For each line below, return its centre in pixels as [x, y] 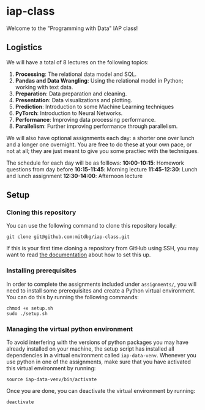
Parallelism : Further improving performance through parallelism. [96, 126]
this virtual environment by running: [51, 368]
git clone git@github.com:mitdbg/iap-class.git [68, 237]
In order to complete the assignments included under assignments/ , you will [102, 284]
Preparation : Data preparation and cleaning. [71, 94]
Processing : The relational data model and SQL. [76, 74]
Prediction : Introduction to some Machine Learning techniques [95, 106]
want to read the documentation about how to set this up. [79, 255]
